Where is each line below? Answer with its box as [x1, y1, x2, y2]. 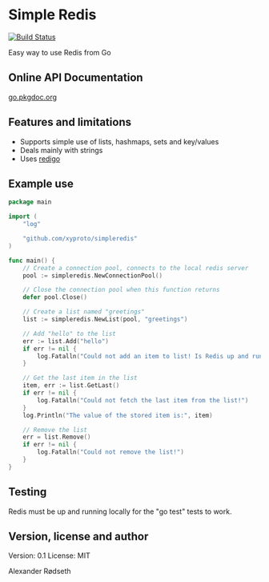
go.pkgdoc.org [8, 92, 58, 102]
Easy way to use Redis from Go [8, 47, 111, 57]
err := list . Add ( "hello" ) [22, 337, 110, 346]
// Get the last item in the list [22, 374, 138, 382]
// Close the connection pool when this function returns [22, 286, 220, 294]
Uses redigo [19, 154, 61, 164]
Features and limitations [8, 115, 132, 129]
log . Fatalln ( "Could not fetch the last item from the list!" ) [37, 396, 249, 404]
